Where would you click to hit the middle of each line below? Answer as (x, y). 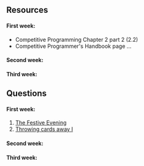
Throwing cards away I (44, 129)
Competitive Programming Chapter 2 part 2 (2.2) (77, 39)
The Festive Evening (41, 123)
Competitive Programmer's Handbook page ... (73, 46)
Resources (27, 10)
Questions (27, 94)
